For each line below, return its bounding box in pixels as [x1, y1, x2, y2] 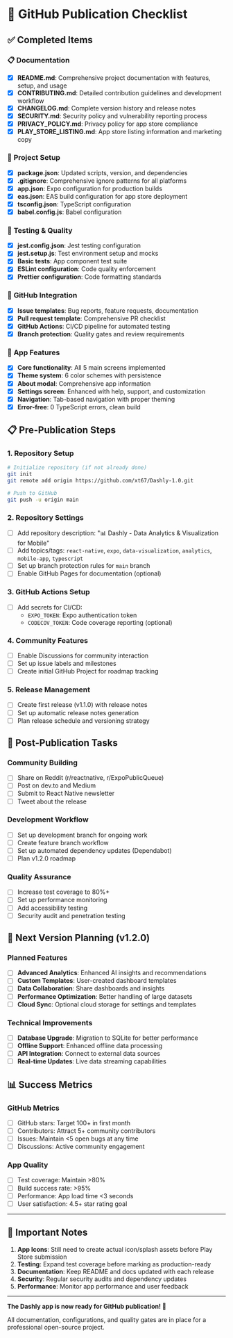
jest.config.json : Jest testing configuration [17, 241, 141, 250]
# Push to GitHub [7, 490, 58, 497]
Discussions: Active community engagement [17, 1143, 145, 1151]
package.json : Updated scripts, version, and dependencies [17, 168, 189, 177]
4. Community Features [7, 635, 89, 645]
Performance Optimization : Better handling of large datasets [17, 992, 193, 1000]
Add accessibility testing [17, 904, 88, 912]
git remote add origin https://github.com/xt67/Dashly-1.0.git [7, 478, 194, 484]
